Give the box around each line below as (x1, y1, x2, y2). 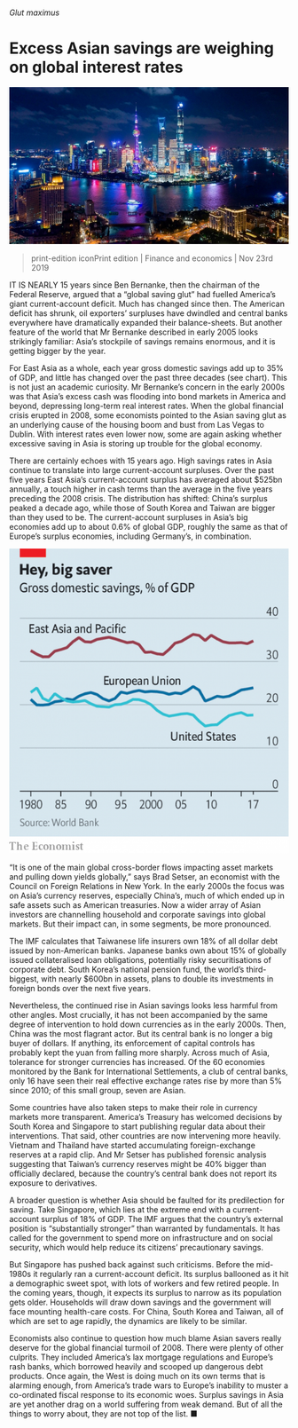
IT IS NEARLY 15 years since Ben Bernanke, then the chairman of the (9, 280, 260, 290)
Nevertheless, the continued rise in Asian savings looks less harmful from (9, 999, 278, 1011)
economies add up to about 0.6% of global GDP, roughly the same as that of (9, 522, 288, 533)
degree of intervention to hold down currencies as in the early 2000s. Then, (9, 1019, 286, 1030)
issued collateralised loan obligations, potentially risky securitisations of (9, 954, 272, 965)
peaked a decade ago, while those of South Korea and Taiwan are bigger (9, 502, 276, 514)
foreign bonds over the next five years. (9, 982, 152, 993)
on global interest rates (9, 57, 184, 77)
